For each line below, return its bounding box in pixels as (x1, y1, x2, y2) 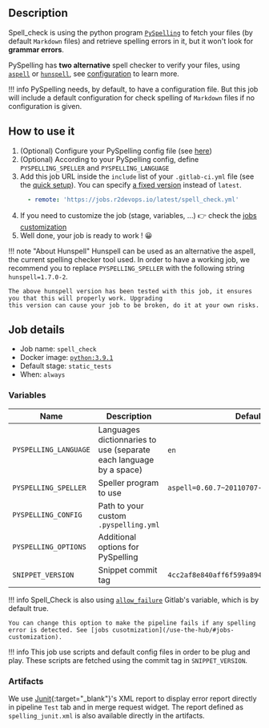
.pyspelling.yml (98, 520, 160, 529)
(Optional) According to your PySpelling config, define (19, 154, 199, 164)
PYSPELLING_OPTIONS (12, 542, 86, 552)
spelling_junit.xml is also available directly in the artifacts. (8, 710, 206, 720)
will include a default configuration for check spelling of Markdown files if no (8, 92, 255, 103)
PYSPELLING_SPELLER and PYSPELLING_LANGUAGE (19, 163, 170, 172)
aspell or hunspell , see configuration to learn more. (8, 68, 180, 79)
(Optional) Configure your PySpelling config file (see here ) (19, 146, 212, 156)
